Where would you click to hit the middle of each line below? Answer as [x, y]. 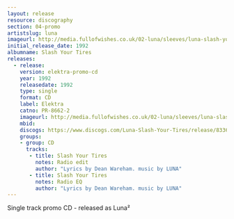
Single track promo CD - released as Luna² [69, 208]
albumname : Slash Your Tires [49, 53]
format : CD [36, 98]
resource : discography [40, 20]
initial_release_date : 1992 [48, 46]
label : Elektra [42, 104]
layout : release [31, 14]
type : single [39, 91]
